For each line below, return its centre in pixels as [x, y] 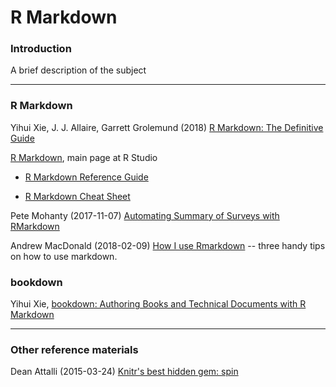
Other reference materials [74, 349]
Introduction [41, 49]
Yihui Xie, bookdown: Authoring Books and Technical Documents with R [158, 304]
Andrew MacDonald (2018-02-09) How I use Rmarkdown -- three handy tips [168, 245]
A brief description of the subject [78, 70]
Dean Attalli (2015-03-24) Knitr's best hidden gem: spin [124, 372]
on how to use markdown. [64, 256]
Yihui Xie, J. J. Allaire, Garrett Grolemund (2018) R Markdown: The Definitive [167, 127]
